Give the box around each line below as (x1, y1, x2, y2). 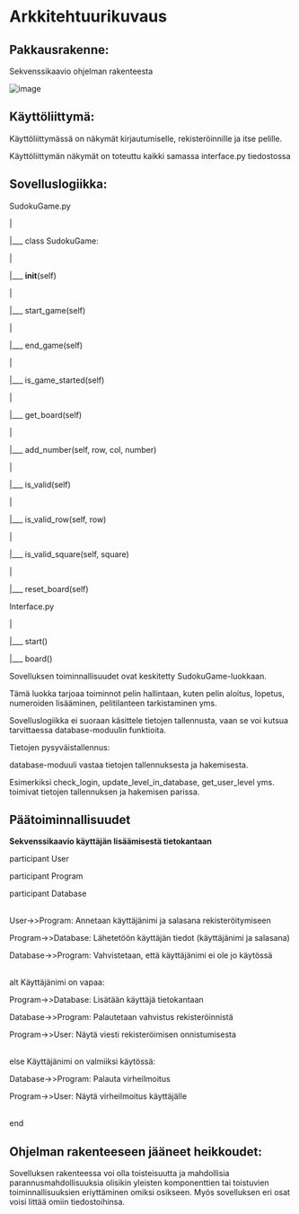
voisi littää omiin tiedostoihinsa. (9, 1197, 126, 1208)
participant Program (9, 871, 84, 882)
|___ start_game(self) (9, 305, 86, 315)
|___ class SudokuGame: (9, 235, 99, 246)
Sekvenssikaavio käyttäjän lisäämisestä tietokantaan (9, 836, 213, 846)
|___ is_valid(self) (9, 479, 72, 490)
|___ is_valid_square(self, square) (9, 548, 130, 559)
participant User (9, 854, 70, 864)
